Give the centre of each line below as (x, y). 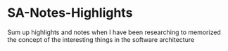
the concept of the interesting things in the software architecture (101, 39)
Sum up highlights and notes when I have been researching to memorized (114, 32)
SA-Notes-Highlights (70, 13)
